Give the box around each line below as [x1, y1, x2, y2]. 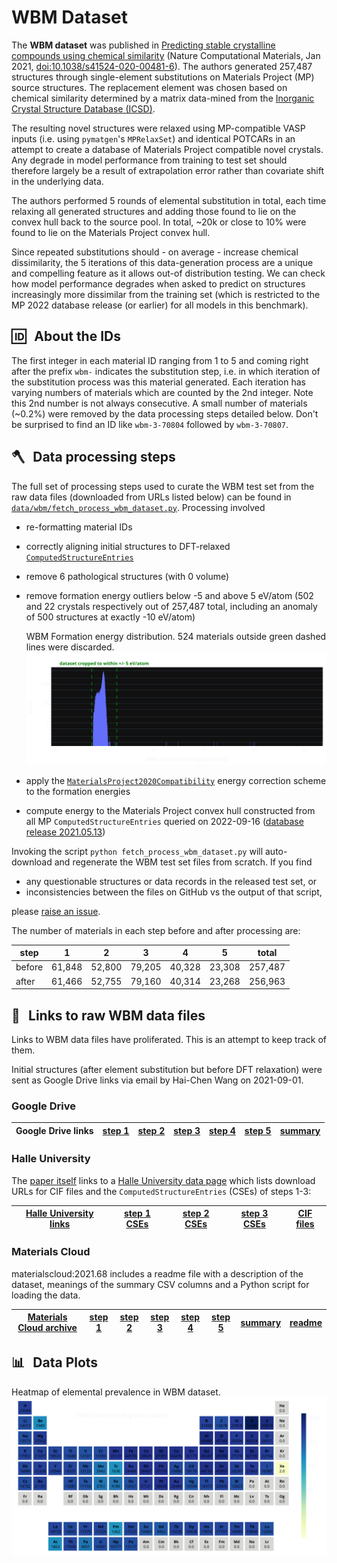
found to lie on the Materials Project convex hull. [11, 226, 211, 238]
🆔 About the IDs [11, 328, 122, 345]
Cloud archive [17, 1322, 78, 1334]
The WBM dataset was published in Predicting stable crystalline [11, 39, 276, 51]
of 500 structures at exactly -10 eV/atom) [25, 611, 196, 623]
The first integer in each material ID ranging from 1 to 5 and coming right [11, 354, 309, 366]
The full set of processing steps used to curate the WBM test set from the [11, 480, 315, 492]
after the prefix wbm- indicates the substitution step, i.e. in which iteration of [11, 365, 321, 377]
